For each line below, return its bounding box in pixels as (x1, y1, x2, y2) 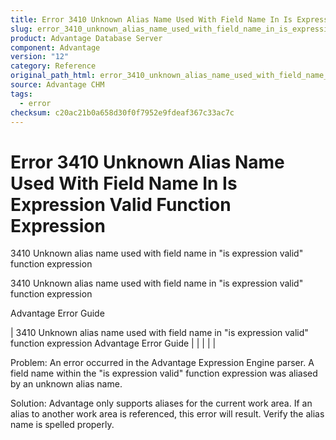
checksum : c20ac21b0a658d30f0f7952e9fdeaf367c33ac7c (10, 107, 235, 118)
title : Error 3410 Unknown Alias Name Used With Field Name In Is (10, 14, 293, 25)
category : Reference (10, 61, 97, 71)
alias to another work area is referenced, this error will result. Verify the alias (10, 408, 325, 420)
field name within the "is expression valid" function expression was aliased (10, 367, 318, 380)
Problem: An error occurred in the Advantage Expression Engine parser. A (10, 357, 315, 369)
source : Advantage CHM (10, 80, 105, 90)
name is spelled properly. (10, 419, 115, 431)
